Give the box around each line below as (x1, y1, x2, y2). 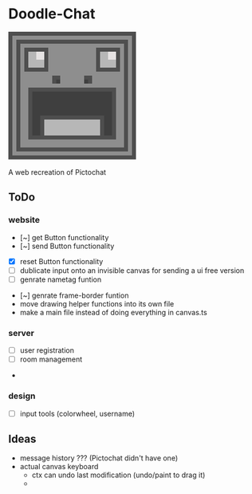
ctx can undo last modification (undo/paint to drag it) (31, 470, 206, 480)
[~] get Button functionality (19, 232, 109, 242)
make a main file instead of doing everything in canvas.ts (19, 307, 207, 317)
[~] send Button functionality (19, 241, 115, 251)
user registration (19, 346, 74, 355)
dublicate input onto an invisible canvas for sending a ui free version (19, 265, 245, 275)
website (8, 215, 40, 226)
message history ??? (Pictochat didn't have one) (19, 453, 179, 463)
